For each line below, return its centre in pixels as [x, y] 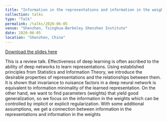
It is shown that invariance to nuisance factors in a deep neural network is [81, 82]
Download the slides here [31, 52]
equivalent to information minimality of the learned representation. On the [80, 88]
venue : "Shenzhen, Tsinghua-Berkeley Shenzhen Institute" [66, 28]
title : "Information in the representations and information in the [78, 10]
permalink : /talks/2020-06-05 [37, 24]
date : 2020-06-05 [23, 33]
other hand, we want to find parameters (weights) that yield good [72, 93]
